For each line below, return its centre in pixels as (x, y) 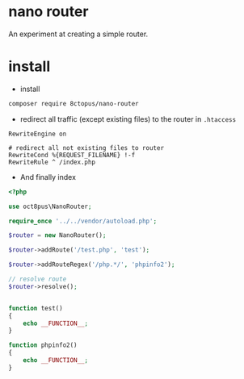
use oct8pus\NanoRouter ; (50, 206)
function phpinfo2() (43, 345)
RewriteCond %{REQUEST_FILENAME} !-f (72, 155)
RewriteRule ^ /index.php (52, 162)
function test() (36, 308)
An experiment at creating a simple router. (78, 34)
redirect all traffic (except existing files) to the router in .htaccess (128, 119)
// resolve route (38, 279)
